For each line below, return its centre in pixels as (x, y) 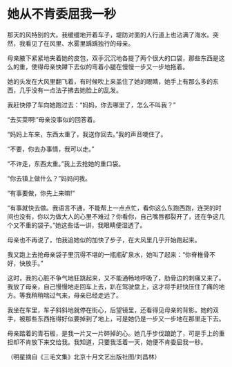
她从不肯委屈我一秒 (62, 14)
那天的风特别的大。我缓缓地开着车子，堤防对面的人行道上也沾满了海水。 (110, 35)
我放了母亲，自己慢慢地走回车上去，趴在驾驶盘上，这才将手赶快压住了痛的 (113, 286)
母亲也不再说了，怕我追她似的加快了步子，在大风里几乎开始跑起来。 (104, 240)
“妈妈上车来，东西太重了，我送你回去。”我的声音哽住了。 (87, 134)
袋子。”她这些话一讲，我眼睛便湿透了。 (91, 225)
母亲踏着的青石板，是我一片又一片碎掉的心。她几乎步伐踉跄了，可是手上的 (113, 333)
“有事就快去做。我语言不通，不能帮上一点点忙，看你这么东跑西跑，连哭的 (112, 208)
